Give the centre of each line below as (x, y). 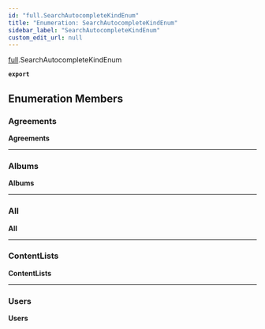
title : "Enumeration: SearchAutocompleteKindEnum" (93, 23)
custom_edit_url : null (45, 37)
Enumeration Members (66, 98)
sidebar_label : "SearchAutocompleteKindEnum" (84, 30)
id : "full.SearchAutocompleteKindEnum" (74, 15)
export (19, 75)
